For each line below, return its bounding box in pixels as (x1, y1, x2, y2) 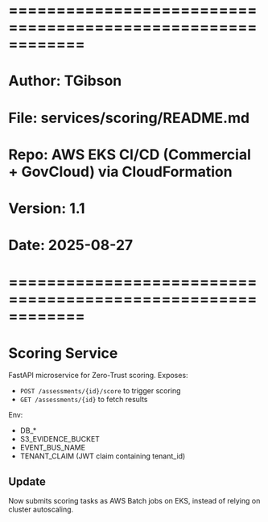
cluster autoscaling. (8, 504, 74, 515)
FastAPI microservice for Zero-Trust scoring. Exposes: (8, 371, 188, 380)
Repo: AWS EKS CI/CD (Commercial (8, 146, 251, 163)
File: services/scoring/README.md (8, 109, 250, 127)
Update (8, 475, 47, 488)
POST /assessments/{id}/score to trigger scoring (19, 386, 181, 396)
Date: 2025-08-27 (8, 236, 134, 254)
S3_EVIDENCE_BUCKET (19, 434, 101, 444)
